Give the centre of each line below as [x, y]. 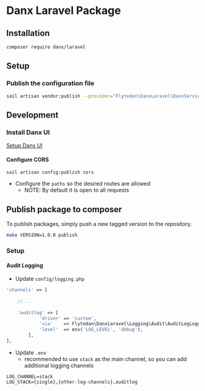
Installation [28, 33]
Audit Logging [25, 265]
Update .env [31, 352]
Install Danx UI [28, 132]
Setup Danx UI [24, 146]
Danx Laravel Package [64, 11]
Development [33, 115]
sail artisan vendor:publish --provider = [60, 96]
